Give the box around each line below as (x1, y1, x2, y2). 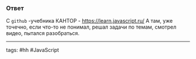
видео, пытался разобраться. (6, 30, 80, 37)
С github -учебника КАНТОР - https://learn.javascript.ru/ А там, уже (6, 18, 173, 25)
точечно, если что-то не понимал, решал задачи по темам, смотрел (6, 23, 177, 30)
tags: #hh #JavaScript (6, 47, 60, 54)
